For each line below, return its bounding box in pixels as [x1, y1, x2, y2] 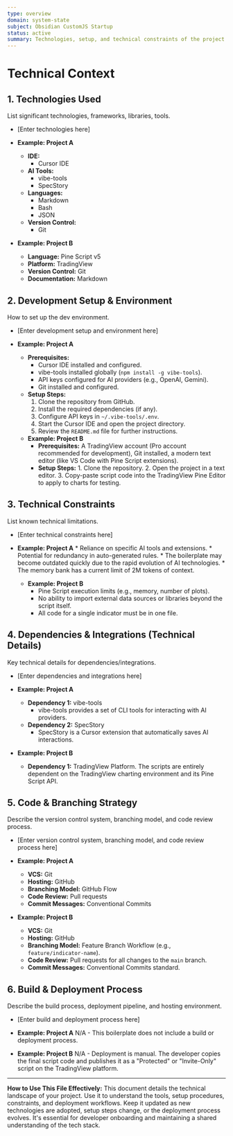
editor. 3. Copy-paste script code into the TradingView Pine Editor [37, 471, 226, 479]
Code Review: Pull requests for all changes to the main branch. [27, 956, 207, 964]
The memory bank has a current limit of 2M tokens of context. [17, 566, 195, 574]
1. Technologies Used [7, 93, 102, 105]
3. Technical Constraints [7, 498, 116, 510]
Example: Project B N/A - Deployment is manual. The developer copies [17, 1049, 221, 1058]
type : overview [7, 10, 51, 17]
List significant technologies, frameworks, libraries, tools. [7, 112, 171, 120]
